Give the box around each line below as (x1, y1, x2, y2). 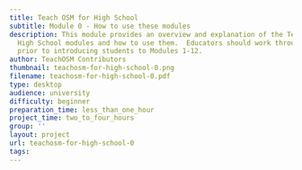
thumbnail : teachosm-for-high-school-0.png (9, 64, 175, 73)
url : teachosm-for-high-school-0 (9, 139, 135, 148)
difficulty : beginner (9, 96, 91, 106)
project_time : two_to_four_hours (9, 113, 135, 122)
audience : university (9, 88, 91, 97)
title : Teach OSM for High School (9, 13, 139, 22)
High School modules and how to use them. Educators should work (17, 38, 271, 48)
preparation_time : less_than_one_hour (9, 105, 155, 114)
